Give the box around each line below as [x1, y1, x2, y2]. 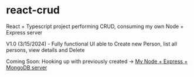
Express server [6, 29, 43, 36]
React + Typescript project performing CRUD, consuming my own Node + [6, 23, 184, 30]
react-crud [6, 3, 60, 17]
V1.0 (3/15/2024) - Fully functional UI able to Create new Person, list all [6, 40, 178, 47]
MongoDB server [6, 64, 47, 71]
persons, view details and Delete [6, 46, 85, 53]
